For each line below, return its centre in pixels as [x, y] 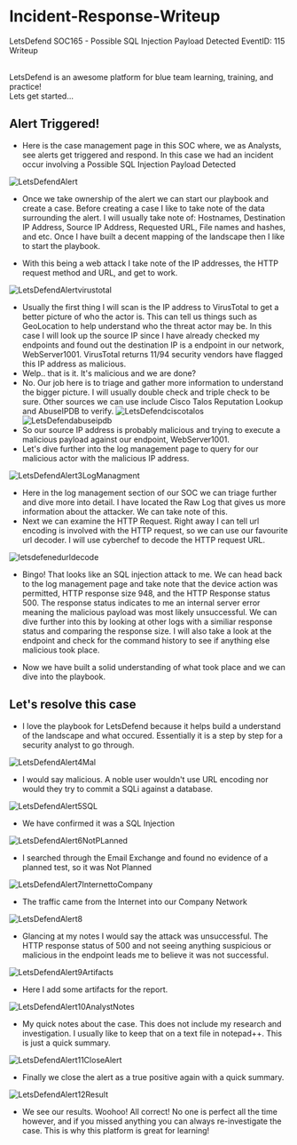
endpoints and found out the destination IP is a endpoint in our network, [153, 345]
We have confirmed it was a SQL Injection [98, 823]
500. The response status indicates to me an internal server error [141, 603]
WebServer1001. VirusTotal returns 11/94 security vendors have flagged [152, 354]
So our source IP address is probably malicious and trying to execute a [151, 429]
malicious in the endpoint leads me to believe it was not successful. [145, 955]
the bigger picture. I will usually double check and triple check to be [146, 392]
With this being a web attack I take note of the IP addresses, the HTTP [150, 263]
